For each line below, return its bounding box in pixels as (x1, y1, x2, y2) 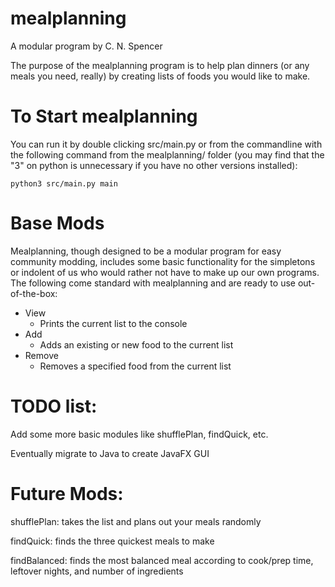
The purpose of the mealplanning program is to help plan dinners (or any (10, 59, 310, 71)
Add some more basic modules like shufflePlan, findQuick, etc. (10, 428, 269, 440)
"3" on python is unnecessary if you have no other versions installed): (10, 159, 298, 171)
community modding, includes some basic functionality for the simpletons (10, 255, 316, 267)
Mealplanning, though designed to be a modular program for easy (10, 245, 282, 257)
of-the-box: (10, 287, 58, 299)
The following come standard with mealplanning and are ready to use (10, 277, 296, 289)
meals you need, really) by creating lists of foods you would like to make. (10, 70, 311, 82)
